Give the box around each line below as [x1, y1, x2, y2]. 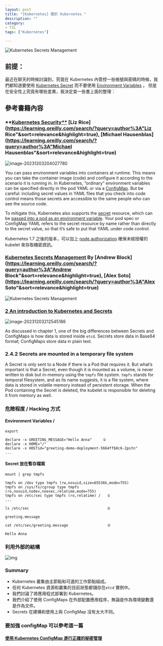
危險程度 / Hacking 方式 [5, 406, 61, 412]
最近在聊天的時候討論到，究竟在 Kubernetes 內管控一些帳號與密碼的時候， [5, 76, 154, 82]
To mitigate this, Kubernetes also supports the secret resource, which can [5, 210, 153, 216]
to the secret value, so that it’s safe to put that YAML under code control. [5, 225, 150, 231]
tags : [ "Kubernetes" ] [5, 30, 49, 34]
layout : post [5, 7, 32, 12]
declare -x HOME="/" [5, 442, 47, 446]
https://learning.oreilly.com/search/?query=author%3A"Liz [7, 125, 152, 132]
